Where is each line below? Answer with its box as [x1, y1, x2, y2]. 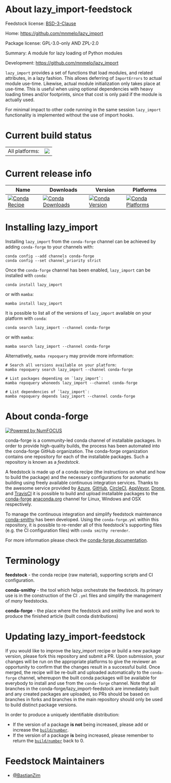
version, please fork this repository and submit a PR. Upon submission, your [5, 653, 164, 659]
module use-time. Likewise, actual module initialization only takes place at [5, 80, 160, 86]
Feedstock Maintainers [5, 755, 105, 767]
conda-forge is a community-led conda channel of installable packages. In [5, 437, 161, 443]
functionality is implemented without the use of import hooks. [5, 112, 134, 118]
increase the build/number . [12, 727, 69, 733]
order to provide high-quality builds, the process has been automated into [5, 442, 160, 448]
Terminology [5, 555, 60, 566]
